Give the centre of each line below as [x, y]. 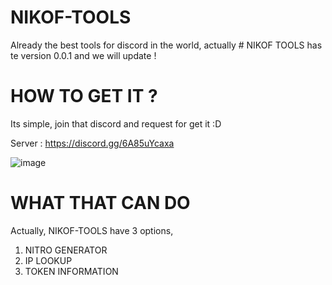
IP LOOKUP [48, 260]
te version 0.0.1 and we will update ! [83, 55]
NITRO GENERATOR [66, 250]
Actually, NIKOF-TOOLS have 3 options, [92, 230]
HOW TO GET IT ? [84, 96]
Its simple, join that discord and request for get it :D [116, 123]
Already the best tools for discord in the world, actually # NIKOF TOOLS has [166, 45]
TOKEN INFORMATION [71, 271]
